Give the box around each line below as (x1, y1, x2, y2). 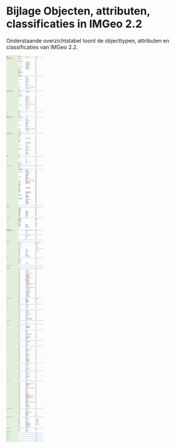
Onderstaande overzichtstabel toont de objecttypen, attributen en (6, 37, 170, 44)
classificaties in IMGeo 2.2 (6, 17, 142, 31)
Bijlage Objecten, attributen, (6, 4, 150, 18)
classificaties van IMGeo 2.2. (6, 43, 78, 51)
